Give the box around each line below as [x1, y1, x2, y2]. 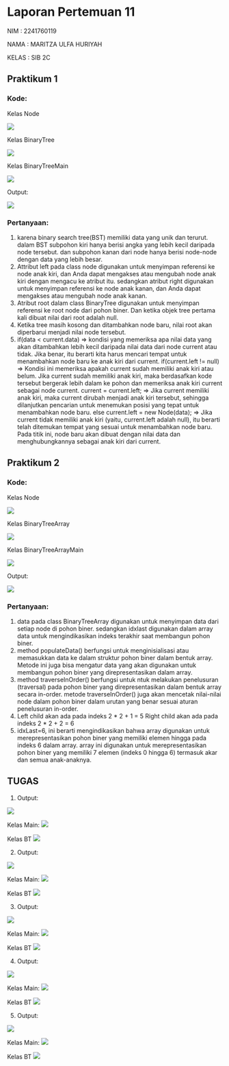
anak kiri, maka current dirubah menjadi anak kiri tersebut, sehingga [16, 393, 209, 402]
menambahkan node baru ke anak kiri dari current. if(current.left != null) [16, 357, 220, 365]
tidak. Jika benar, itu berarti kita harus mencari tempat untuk [16, 350, 187, 358]
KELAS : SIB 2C [7, 53, 51, 62]
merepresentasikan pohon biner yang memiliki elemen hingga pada [16, 734, 207, 742]
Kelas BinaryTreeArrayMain [7, 546, 84, 554]
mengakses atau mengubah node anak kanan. [16, 291, 148, 300]
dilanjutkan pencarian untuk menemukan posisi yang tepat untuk [16, 400, 200, 409]
